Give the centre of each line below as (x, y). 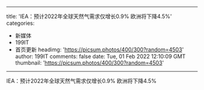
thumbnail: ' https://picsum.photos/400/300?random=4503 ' (89, 63)
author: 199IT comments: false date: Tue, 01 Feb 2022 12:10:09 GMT (100, 56)
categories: (20, 23)
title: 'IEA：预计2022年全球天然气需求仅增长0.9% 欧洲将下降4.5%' (89, 16)
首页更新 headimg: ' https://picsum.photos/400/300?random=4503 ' (99, 50)
